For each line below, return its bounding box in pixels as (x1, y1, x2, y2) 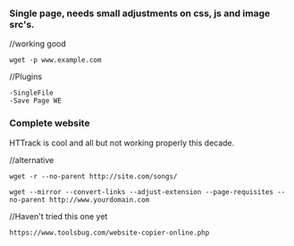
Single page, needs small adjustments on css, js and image (9, 7, 271, 20)
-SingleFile (9, 88, 54, 98)
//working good (9, 38, 66, 49)
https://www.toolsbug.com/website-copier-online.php (9, 228, 210, 237)
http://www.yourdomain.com (48, 195, 150, 204)
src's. (9, 18, 35, 30)
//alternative (9, 154, 55, 165)
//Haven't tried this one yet (9, 210, 108, 221)
